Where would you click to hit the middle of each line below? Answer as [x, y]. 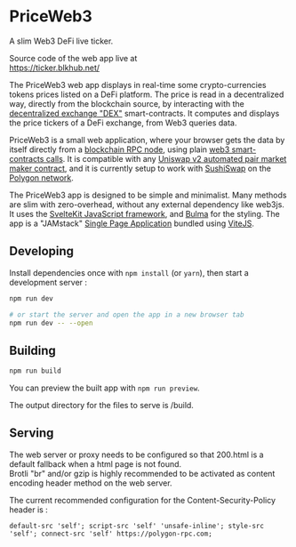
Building [32, 350]
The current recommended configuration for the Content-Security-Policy [143, 500]
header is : [29, 510]
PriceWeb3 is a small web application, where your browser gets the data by [147, 140]
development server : [48, 282]
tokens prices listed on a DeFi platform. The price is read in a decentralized [147, 94]
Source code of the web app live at [73, 58]
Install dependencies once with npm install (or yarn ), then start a [129, 272]
